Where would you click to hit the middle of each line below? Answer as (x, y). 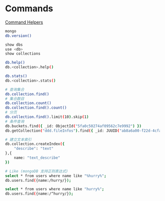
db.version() (18, 36)
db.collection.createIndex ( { (35, 144)
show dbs (14, 45)
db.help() (15, 63)
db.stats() (16, 76)
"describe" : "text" (34, 149)
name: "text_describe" (37, 158)
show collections (23, 54)
